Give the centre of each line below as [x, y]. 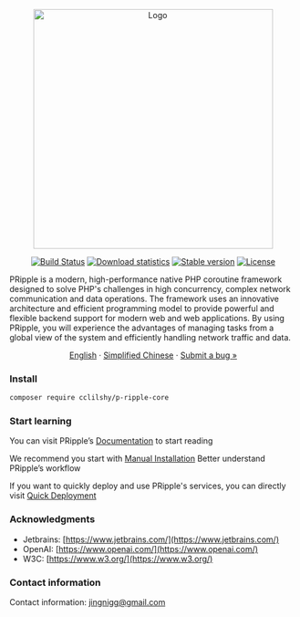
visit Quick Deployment [53, 496]
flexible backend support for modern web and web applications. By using [147, 318]
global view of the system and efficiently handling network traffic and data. [150, 337]
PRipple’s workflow [45, 468]
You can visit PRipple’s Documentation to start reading [111, 441]
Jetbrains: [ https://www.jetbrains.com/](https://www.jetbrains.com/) [151, 539]
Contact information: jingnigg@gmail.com [88, 602]
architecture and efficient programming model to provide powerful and [142, 308]
